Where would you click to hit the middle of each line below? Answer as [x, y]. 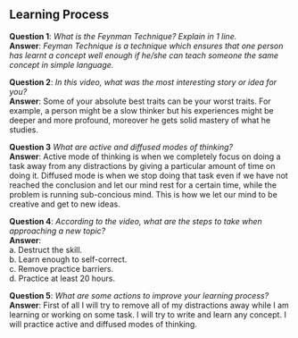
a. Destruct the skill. [46, 249]
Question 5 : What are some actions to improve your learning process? [139, 295]
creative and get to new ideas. [65, 204]
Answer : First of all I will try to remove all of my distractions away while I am [149, 305]
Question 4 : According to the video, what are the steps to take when [136, 221]
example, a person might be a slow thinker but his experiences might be [141, 110]
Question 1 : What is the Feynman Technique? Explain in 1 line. [123, 36]
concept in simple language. [62, 64]
